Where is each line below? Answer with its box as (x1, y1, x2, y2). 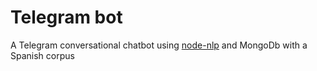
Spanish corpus (10, 49, 75, 61)
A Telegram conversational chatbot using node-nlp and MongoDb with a (10, 39, 308, 51)
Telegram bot (10, 6, 123, 29)
